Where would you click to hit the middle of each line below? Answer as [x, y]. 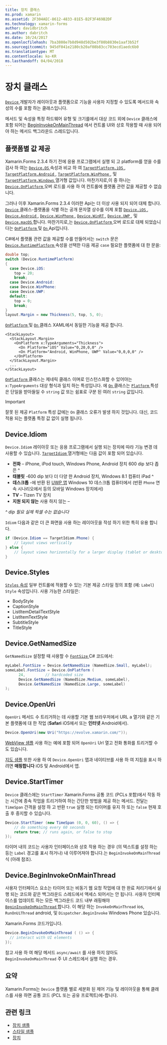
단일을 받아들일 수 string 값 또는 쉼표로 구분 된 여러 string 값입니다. [77, 392]
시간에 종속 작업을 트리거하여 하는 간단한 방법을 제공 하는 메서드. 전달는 [79, 801]
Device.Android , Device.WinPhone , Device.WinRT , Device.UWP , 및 [71, 216]
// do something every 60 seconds [50, 827]
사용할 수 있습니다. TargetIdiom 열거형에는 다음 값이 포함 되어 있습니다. [74, 453]
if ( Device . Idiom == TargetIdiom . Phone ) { [50, 538]
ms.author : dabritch [27, 33]
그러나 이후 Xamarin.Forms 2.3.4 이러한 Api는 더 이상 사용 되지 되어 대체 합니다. [83, 203]
